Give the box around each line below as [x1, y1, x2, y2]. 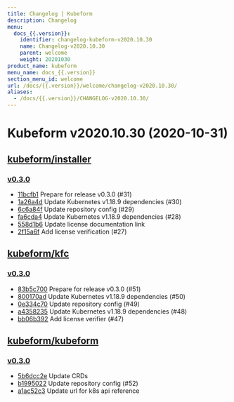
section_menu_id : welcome [7, 75, 83, 83]
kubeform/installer [7, 153, 91, 165]
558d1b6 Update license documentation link [17, 220, 145, 228]
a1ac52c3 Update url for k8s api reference [17, 387, 140, 395]
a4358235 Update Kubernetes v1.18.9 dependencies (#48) [17, 307, 188, 316]
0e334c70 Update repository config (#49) [17, 300, 141, 308]
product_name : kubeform [7, 62, 77, 69]
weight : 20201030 [20, 56, 71, 63]
